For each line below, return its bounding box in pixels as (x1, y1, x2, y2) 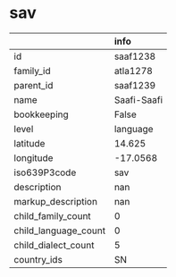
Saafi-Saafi (113, 93, 163, 105)
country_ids (13, 253, 63, 265)
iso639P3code (13, 166, 77, 179)
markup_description (13, 195, 98, 207)
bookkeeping (13, 108, 69, 121)
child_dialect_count (13, 239, 95, 251)
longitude (13, 151, 54, 164)
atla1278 (113, 64, 154, 77)
